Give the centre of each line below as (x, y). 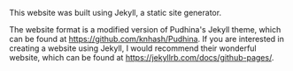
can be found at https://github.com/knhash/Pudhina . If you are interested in (147, 39)
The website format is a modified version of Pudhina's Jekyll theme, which (145, 29)
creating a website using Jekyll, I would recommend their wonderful (133, 48)
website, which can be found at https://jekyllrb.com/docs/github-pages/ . (142, 57)
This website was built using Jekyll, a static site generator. (116, 13)
